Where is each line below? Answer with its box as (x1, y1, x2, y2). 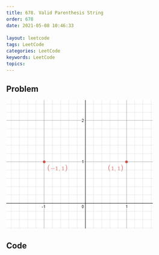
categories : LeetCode (6, 48, 61, 54)
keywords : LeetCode (6, 54, 55, 60)
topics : (6, 60, 26, 66)
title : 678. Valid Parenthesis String (6, 10, 104, 16)
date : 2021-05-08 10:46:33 (6, 22, 74, 28)
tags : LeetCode (6, 42, 45, 48)
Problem (6, 84, 39, 94)
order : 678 (6, 16, 34, 22)
